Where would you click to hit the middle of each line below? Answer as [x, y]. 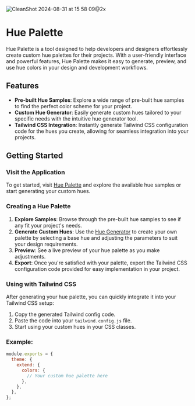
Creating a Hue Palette [38, 207]
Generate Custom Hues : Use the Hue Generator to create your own [96, 232]
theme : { [22, 360]
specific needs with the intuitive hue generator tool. [76, 118]
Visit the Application [36, 173]
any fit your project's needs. [48, 225]
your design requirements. [46, 244]
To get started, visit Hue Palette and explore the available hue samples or [94, 185]
